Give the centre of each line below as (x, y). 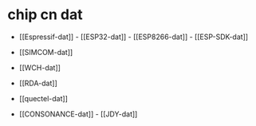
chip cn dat (45, 15)
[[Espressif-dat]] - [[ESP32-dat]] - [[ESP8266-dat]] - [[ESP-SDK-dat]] (134, 37)
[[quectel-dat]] (43, 98)
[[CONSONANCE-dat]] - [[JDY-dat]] (78, 114)
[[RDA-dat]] (38, 83)
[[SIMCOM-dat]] (46, 52)
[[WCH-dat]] (40, 67)
